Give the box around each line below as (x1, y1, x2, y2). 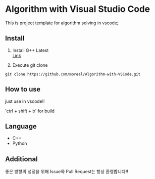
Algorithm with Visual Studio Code (5, 3, 150, 15)
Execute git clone (12, 62, 48, 68)
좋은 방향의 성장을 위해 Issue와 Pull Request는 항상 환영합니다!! (5, 169, 129, 175)
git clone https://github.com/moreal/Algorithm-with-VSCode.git (5, 72, 141, 77)
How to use (5, 85, 41, 93)
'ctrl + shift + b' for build (5, 108, 55, 114)
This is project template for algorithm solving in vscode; (5, 20, 119, 26)
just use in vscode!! (5, 98, 45, 104)
